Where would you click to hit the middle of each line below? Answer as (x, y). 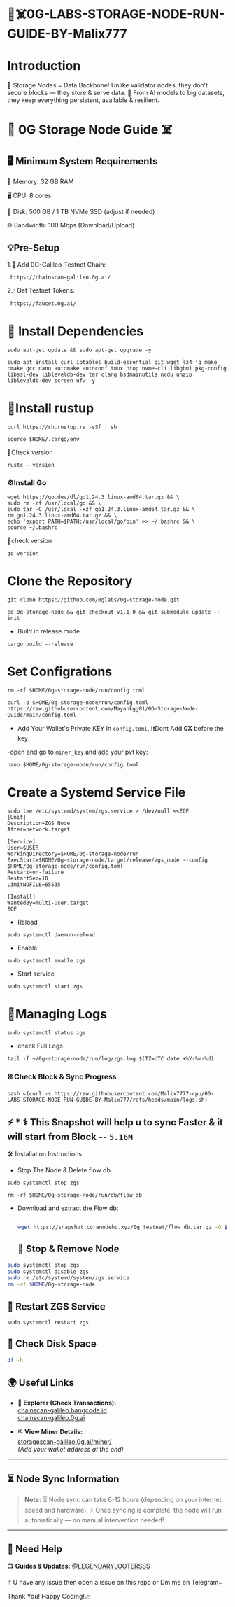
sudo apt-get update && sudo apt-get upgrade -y (79, 350)
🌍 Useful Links (41, 1383)
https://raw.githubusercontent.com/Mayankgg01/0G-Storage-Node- (103, 708)
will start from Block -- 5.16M (70, 1136)
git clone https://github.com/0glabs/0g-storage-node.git (93, 600)
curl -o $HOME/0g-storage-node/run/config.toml (78, 702)
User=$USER (23, 848)
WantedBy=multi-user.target (48, 903)
